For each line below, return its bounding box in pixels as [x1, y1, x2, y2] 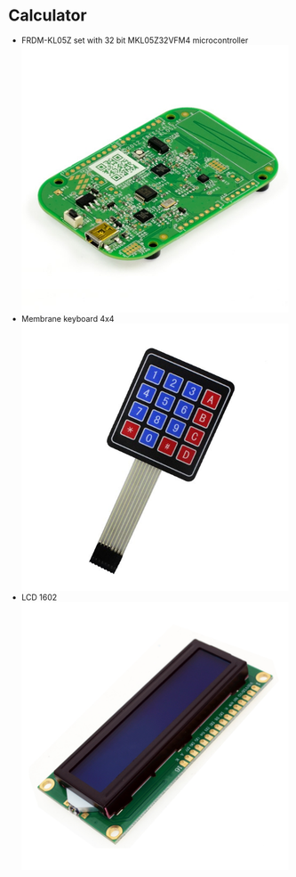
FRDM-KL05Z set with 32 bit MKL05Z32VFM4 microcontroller [20, 35, 249, 45]
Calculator [8, 5, 87, 26]
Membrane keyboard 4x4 [20, 314, 115, 324]
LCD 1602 [20, 592, 58, 602]
